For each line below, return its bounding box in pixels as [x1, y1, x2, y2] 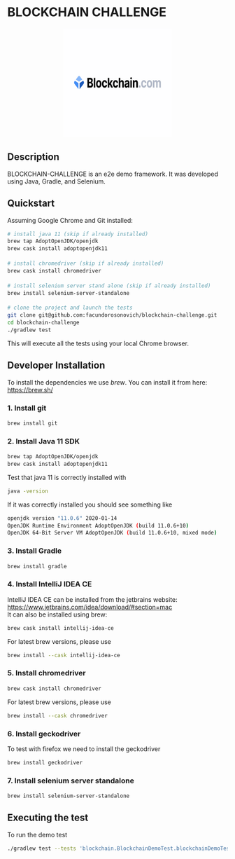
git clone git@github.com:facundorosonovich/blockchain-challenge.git [7, 312, 218, 319]
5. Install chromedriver [7, 668, 86, 678]
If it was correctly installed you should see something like [7, 500, 173, 509]
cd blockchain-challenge [7, 319, 80, 327]
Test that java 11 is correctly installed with [7, 473, 127, 481]
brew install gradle [7, 563, 68, 570]
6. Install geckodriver [7, 729, 81, 738]
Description [7, 151, 59, 163]
